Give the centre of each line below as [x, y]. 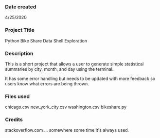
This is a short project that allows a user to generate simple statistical [74, 64]
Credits [14, 119]
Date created [21, 7]
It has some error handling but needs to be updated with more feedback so [80, 79]
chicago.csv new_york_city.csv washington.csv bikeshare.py [66, 107]
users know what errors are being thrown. [47, 83]
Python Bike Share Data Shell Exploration [46, 40]
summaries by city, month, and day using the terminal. [59, 69]
